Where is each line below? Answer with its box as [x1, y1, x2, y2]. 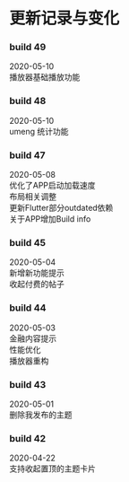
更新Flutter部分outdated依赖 [9, 203, 114, 214]
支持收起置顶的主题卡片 [9, 463, 96, 474]
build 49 [9, 41, 47, 54]
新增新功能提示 [9, 267, 64, 278]
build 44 [9, 302, 47, 314]
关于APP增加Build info [9, 214, 91, 224]
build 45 [9, 237, 47, 249]
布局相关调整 [9, 191, 56, 202]
